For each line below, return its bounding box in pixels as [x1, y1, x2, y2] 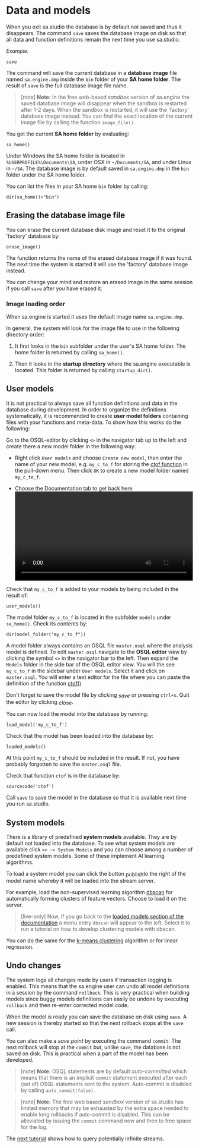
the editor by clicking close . [6, 698, 74, 706]
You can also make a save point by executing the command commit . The [6, 1037, 181, 1044]
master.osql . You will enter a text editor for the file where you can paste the [6, 673, 191, 681]
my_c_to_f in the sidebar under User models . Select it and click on [6, 667, 165, 674]
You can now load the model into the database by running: [6, 710, 149, 718]
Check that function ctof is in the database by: [6, 772, 120, 779]
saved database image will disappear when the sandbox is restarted [20, 99, 187, 107]
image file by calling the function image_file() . [20, 118, 136, 125]
